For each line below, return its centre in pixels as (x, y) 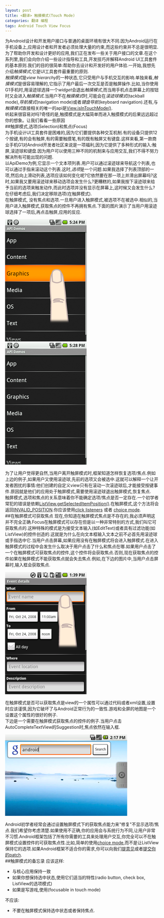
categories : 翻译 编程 (27, 21)
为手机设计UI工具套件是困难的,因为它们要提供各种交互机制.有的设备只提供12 (81, 133)
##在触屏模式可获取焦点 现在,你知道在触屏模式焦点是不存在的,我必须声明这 (80, 516)
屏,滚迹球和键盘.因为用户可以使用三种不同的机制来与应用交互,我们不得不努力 (82, 151)
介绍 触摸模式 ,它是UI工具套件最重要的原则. (47, 71)
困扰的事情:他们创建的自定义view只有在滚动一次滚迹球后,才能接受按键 (83, 485)
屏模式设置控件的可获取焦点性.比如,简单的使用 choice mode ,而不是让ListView (82, 843)
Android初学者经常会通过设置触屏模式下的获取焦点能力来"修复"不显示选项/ (80, 825)
